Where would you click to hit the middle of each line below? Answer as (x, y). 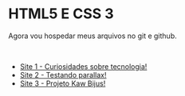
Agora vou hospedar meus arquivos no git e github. (92, 36)
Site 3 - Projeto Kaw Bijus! (63, 83)
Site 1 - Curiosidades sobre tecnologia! (83, 66)
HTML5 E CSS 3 (61, 14)
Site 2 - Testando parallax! (63, 75)
